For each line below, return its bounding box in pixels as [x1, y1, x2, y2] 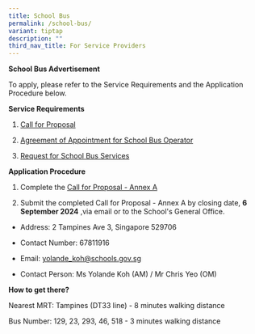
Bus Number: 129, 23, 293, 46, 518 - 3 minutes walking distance [8, 316, 221, 326]
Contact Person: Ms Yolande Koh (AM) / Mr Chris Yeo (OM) [19, 269, 217, 279]
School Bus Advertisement [8, 64, 101, 74]
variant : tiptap [8, 27, 63, 35]
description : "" [8, 34, 63, 43]
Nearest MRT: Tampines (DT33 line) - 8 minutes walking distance [8, 301, 225, 311]
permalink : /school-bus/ [8, 19, 92, 27]
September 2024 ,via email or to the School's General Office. [19, 207, 225, 217]
